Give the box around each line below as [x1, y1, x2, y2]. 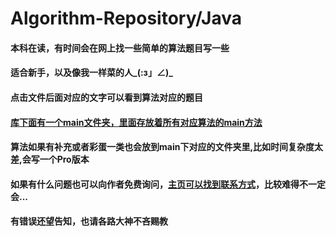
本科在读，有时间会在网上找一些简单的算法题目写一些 [10, 42, 230, 54]
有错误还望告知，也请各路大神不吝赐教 [10, 215, 168, 227]
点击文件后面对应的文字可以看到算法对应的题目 [10, 91, 203, 103]
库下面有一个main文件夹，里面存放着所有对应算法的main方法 [10, 116, 263, 128]
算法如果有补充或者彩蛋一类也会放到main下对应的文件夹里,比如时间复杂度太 [10, 141, 324, 153]
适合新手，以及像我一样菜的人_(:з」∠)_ [10, 67, 173, 79]
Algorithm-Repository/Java [10, 7, 242, 30]
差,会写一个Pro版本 [10, 153, 90, 166]
